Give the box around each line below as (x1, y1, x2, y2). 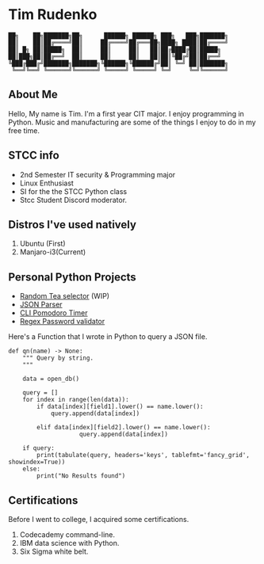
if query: (22, 444, 55, 452)
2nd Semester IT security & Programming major (19, 170, 176, 179)
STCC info (8, 149, 59, 162)
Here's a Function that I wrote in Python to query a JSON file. (8, 332, 208, 341)
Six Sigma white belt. (19, 547, 89, 556)
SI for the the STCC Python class (19, 186, 128, 196)
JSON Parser (19, 299, 63, 310)
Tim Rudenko (8, 6, 98, 24)
